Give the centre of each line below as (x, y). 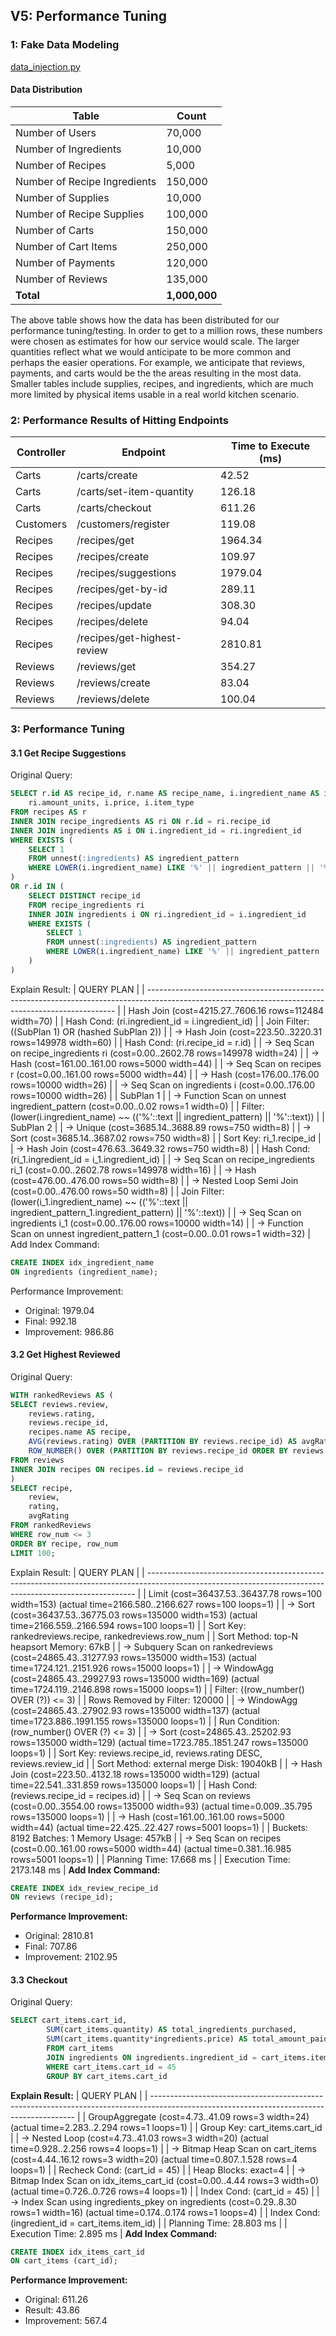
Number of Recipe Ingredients (86, 181)
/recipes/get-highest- (129, 638)
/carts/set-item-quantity (135, 492)
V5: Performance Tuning (89, 16)
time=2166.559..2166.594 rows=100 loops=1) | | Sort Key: (128, 1625)
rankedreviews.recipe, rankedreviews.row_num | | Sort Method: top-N (154, 1636)
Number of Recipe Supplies (80, 214)
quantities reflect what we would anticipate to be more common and (151, 351)
